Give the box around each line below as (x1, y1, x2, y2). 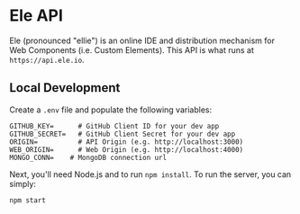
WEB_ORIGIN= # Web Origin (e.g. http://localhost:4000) (9, 145, 244, 154)
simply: (9, 178, 36, 189)
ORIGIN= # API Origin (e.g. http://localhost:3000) (9, 137, 244, 147)
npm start (9, 195, 47, 205)
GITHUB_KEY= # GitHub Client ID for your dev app (9, 121, 220, 130)
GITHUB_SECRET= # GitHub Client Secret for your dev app (9, 129, 236, 138)
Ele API (9, 5, 63, 26)
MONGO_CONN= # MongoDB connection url (9, 153, 168, 162)
